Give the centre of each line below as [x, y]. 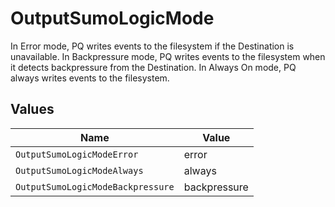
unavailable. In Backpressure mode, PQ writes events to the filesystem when [168, 56]
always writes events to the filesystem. [90, 78]
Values [32, 109]
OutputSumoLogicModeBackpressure [95, 186]
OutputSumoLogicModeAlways [79, 170]
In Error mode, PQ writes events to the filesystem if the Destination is [152, 46]
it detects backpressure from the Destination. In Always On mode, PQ [153, 67]
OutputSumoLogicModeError [77, 154]
